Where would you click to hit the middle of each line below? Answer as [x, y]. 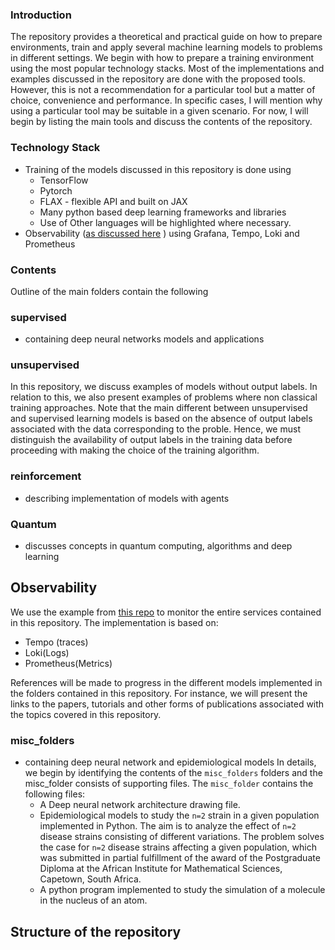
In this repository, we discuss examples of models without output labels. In [164, 387]
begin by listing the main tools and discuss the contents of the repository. [161, 122]
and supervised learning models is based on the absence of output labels [161, 419]
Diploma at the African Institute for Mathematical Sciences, [161, 869]
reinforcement [46, 476]
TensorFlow [64, 180]
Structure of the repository [96, 931]
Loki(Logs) [47, 652]
